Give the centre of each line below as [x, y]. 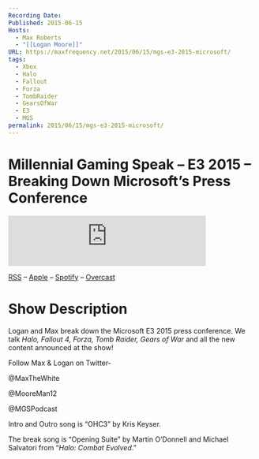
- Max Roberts [38, 37]
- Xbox [26, 67]
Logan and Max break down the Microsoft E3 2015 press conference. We [127, 330]
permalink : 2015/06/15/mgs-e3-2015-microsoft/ [86, 125]
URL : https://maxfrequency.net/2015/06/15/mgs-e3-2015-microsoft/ [120, 52]
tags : [17, 60]
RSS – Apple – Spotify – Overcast [62, 277]
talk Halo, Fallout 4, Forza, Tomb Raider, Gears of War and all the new [122, 339]
